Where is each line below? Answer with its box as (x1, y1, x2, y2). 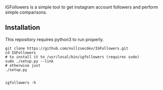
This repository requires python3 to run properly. (5, 36, 104, 42)
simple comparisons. (5, 9, 48, 15)
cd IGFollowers (5, 50, 36, 55)
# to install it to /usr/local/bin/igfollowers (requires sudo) (5, 54, 139, 59)
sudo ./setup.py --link (5, 59, 54, 64)
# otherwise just (5, 63, 41, 68)
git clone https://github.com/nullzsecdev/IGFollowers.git (5, 46, 129, 51)
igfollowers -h (5, 80, 36, 85)
